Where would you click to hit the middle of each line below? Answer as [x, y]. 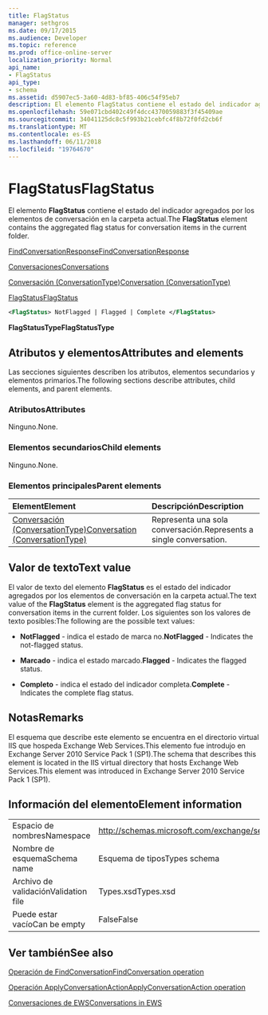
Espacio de [33, 826]
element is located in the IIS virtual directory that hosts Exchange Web [124, 762]
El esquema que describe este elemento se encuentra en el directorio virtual [134, 737]
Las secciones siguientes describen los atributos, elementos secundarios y [132, 372]
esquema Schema [45, 859]
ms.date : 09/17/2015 [43, 30]
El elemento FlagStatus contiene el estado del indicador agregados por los [132, 210]
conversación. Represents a [202, 529]
